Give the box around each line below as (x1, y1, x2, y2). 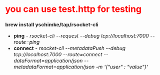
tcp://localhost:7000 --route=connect (13, 51, 102, 58)
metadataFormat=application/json (13, 64, 95, 71)
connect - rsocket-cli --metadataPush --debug (13, 45, 126, 52)
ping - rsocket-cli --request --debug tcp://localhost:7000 (13, 32, 149, 39)
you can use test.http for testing (5, 3, 141, 15)
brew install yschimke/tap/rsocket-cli (5, 21, 98, 28)
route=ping (13, 39, 40, 46)
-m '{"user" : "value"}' (95, 64, 148, 71)
